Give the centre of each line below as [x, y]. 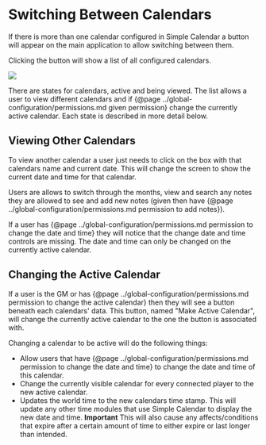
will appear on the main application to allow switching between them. [121, 44]
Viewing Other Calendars [72, 141]
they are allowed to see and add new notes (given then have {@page [121, 201]
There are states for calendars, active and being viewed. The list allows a [128, 90]
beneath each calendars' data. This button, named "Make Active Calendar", [132, 310]
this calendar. [42, 375]
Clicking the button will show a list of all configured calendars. [110, 60]
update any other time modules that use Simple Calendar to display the [136, 409]
